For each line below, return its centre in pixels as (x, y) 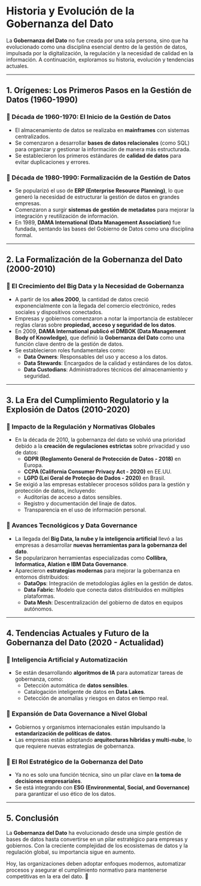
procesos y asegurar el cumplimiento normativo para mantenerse (87, 870)
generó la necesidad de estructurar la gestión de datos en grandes (97, 197)
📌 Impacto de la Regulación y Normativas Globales (81, 426)
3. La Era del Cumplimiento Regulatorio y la (88, 400)
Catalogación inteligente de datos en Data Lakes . (84, 692)
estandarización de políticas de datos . (63, 733)
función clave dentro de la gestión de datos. (69, 344)
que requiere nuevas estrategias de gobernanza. (75, 746)
